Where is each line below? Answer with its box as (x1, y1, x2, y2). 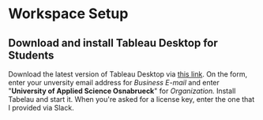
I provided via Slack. (8, 103, 74, 112)
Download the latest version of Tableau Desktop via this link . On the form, (8, 69, 247, 79)
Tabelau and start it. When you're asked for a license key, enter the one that (8, 95, 255, 103)
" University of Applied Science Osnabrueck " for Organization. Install (8, 86, 236, 96)
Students (8, 48, 54, 62)
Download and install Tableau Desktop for (8, 36, 219, 50)
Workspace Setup (8, 5, 129, 23)
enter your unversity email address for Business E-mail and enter (8, 78, 220, 87)
